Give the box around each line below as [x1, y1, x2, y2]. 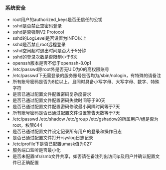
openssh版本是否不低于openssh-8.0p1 [12, 60, 91, 66]
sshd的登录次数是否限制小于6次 [12, 54, 78, 60]
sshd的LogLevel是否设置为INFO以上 [12, 35, 87, 41]
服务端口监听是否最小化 [12, 147, 61, 153]
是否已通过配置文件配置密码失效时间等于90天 [12, 97, 106, 103]
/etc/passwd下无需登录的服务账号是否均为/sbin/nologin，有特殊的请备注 [12, 73, 162, 79]
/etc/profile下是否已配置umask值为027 [12, 141, 92, 147]
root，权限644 [12, 122, 42, 128]
